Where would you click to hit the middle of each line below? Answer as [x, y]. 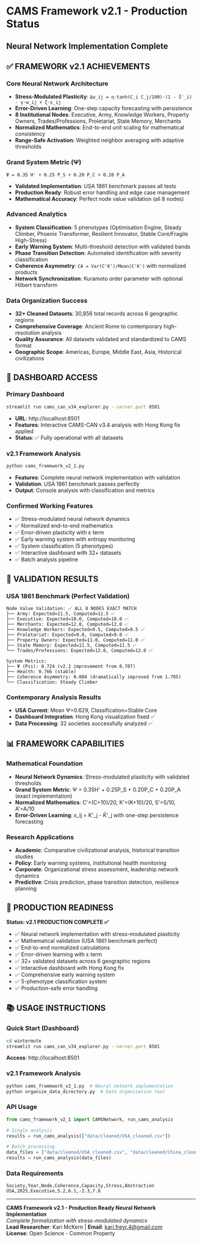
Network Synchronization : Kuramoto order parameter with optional [99, 279]
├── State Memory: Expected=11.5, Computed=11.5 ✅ [72, 645]
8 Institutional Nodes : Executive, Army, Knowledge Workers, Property [102, 115]
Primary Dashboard [35, 394]
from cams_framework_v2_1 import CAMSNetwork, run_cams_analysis [90, 1119]
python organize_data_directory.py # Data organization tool [86, 1091]
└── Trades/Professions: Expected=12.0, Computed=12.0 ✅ [80, 650]
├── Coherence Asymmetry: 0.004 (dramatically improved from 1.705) [94, 677]
